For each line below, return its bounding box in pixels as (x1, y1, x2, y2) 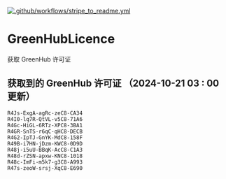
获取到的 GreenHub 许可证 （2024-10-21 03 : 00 (7, 78, 219, 89)
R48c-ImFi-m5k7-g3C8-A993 (7, 158, 83, 166)
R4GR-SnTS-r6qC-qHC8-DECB (7, 128, 83, 135)
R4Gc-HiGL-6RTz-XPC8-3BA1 (7, 122, 83, 129)
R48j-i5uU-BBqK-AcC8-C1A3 (7, 146, 83, 153)
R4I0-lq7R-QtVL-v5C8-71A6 (7, 115, 83, 122)
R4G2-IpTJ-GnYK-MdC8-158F (7, 134, 83, 141)
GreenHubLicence (7, 31, 115, 47)
